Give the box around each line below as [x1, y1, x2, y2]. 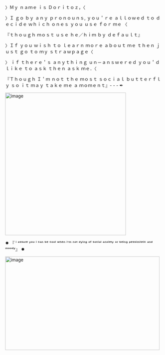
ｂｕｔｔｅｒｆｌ [126, 76, 161, 82]
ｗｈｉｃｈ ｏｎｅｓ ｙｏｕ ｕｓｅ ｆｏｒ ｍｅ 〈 [28, 21, 128, 27]
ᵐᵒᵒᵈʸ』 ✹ [5, 246, 25, 252]
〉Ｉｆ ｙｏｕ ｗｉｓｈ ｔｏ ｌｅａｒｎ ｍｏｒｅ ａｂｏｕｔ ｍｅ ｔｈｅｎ [5, 42, 155, 48]
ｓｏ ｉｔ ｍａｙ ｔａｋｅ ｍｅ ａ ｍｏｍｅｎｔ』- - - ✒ [10, 82, 124, 88]
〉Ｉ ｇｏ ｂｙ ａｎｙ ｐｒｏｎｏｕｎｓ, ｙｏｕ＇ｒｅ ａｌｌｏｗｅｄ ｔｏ [5, 15, 155, 21]
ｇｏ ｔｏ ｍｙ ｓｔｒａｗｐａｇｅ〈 [19, 49, 93, 54]
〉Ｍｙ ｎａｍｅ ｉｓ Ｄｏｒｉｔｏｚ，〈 [5, 4, 86, 10]
